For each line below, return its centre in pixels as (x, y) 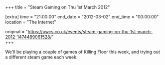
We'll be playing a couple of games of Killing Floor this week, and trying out (83, 52)
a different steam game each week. (41, 57)
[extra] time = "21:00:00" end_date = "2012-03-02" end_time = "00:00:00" (82, 17)
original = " (17, 32)
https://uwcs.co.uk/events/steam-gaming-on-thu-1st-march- (90, 32)
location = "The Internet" (31, 22)
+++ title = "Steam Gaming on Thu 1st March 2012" (58, 7)
